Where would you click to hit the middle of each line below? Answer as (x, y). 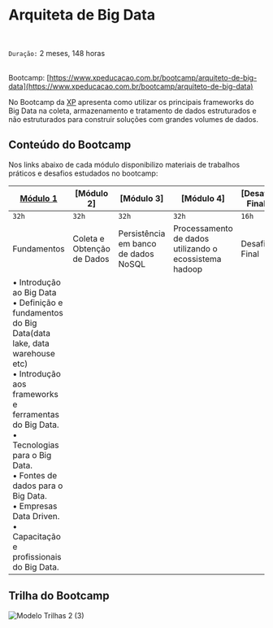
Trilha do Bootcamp (59, 596)
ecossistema (197, 259)
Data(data (32, 333)
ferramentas (36, 414)
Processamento (203, 228)
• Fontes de (35, 475)
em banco (137, 243)
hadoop (188, 268)
